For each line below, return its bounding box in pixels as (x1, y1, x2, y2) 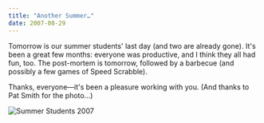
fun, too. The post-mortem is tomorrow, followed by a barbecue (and (8, 58, 234, 68)
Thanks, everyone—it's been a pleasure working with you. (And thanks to (8, 81, 250, 92)
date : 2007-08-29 (8, 19, 66, 27)
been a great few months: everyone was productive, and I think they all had (8, 50, 256, 59)
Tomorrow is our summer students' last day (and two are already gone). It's (8, 41, 257, 50)
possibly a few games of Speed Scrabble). (8, 66, 148, 76)
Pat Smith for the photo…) (8, 90, 93, 100)
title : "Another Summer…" (8, 11, 94, 20)
